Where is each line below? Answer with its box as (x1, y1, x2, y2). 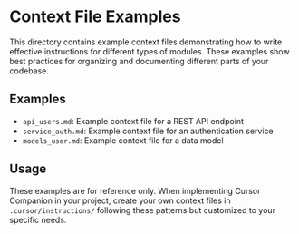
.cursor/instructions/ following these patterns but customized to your (9, 204, 276, 215)
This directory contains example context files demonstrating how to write (9, 36, 283, 47)
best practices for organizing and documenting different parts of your (9, 55, 269, 66)
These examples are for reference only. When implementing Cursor (9, 185, 261, 196)
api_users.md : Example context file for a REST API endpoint (22, 115, 245, 126)
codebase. (9, 65, 50, 76)
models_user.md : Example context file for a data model (22, 134, 224, 146)
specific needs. (9, 214, 67, 225)
